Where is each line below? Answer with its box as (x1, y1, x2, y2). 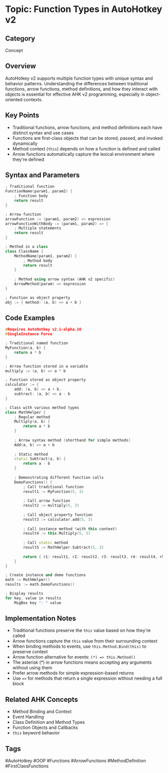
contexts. (23, 96, 43, 102)
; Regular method (14, 415, 50, 420)
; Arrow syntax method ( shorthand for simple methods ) (14, 438, 131, 443)
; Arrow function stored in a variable (5, 363, 88, 369)
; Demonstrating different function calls (14, 475, 104, 480)
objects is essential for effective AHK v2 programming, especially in (5, 91, 145, 97)
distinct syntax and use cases (12, 129, 74, 136)
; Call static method (23, 540, 68, 545)
